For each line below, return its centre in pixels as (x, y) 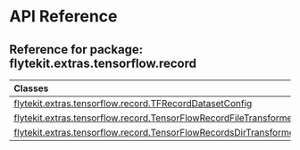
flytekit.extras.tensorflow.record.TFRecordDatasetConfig (133, 103)
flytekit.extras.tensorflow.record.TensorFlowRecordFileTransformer (155, 118)
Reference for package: (76, 50)
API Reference (63, 17)
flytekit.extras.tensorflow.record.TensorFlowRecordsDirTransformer (156, 133)
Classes (31, 88)
